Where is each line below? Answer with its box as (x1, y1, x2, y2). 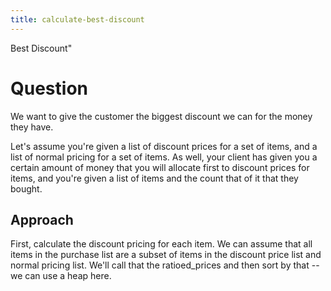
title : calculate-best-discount (10, 14, 145, 25)
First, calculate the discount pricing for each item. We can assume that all (10, 238, 313, 250)
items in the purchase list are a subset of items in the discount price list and (10, 249, 322, 261)
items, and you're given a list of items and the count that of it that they (10, 172, 299, 184)
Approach (10, 211, 74, 228)
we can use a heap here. (10, 270, 112, 282)
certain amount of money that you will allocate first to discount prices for (10, 161, 310, 173)
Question (10, 77, 88, 100)
